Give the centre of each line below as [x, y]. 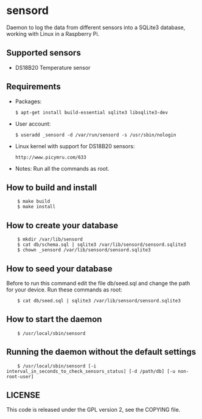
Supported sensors [44, 53]
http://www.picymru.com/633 [50, 157]
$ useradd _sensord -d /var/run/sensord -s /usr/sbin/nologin [96, 135]
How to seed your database [59, 269]
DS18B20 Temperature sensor [53, 67]
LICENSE [23, 395]
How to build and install [52, 187]
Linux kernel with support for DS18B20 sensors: [75, 146]
